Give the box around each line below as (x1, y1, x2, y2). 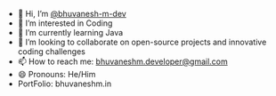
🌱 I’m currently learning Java (17, 28, 124, 37)
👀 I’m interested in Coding (17, 18, 113, 28)
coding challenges (17, 46, 86, 57)
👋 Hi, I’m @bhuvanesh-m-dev (17, 9, 126, 19)
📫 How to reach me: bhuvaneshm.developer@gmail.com (17, 56, 229, 67)
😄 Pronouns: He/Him (17, 69, 96, 79)
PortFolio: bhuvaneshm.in (17, 78, 112, 89)
